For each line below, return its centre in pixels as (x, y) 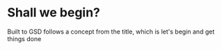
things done (24, 38)
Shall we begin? (54, 13)
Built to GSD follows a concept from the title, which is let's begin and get (111, 32)
